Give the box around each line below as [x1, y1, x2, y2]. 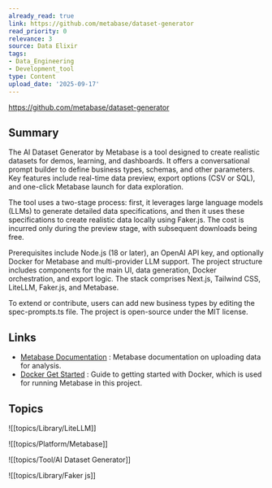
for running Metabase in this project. [19, 378, 143, 388]
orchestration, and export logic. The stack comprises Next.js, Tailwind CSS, [8, 274, 261, 284]
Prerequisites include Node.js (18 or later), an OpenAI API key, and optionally [8, 248, 264, 258]
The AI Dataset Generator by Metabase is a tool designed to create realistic [8, 147, 260, 157]
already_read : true [8, 11, 75, 20]
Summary [8, 125, 59, 139]
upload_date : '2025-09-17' [8, 80, 100, 88]
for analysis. [19, 361, 62, 371]
